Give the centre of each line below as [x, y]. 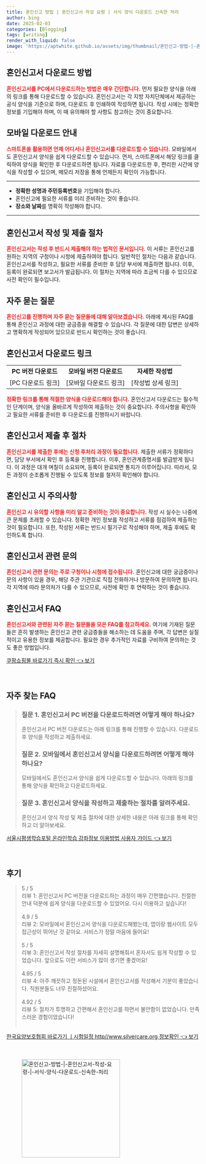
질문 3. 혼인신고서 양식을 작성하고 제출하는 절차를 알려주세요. [105, 803]
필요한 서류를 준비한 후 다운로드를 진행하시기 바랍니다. [77, 414]
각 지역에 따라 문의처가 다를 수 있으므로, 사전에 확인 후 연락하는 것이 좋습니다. [99, 588]
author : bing [23, 18]
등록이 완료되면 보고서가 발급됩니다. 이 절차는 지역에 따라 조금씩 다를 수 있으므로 [102, 272]
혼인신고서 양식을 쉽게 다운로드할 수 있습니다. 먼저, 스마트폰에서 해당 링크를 [103, 157]
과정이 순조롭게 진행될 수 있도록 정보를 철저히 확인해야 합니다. [86, 475]
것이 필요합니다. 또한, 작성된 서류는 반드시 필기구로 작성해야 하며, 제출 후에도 [98, 527]
